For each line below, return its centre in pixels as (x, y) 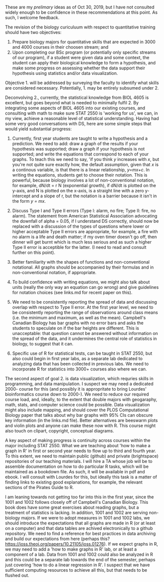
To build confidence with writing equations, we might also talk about (81, 282)
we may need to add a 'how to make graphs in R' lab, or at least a (71, 549)
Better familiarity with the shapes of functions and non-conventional (81, 262)
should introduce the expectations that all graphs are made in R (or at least (80, 523)
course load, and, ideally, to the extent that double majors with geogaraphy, (81, 399)
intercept (21, 196)
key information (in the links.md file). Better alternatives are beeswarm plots (82, 420)
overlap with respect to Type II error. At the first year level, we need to (83, 307)
